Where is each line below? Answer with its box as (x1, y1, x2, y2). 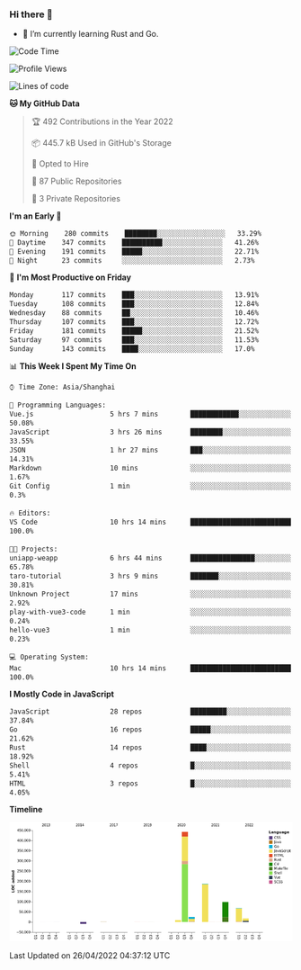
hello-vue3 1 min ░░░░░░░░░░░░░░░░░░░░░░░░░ (9, 625, 292, 635)
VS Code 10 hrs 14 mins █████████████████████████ (9, 517, 292, 527)
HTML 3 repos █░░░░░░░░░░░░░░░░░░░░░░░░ (9, 779, 292, 788)
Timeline (9, 804, 43, 815)
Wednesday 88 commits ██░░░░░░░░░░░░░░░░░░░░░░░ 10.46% (9, 309, 259, 318)
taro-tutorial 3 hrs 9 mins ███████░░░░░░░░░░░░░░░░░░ (9, 571, 292, 581)
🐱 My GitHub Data (9, 98, 81, 109)
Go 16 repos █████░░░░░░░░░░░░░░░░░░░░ (9, 725, 292, 734)
